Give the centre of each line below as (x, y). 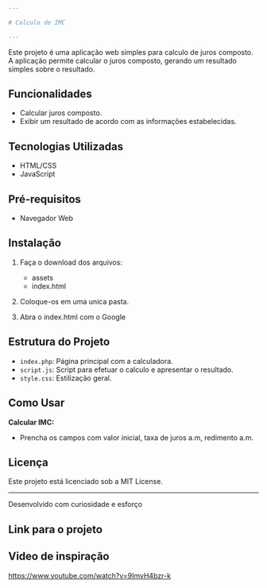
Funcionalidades (50, 94)
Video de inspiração (59, 557)
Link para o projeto (56, 529)
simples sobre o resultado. (52, 69)
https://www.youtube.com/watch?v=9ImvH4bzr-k (90, 575)
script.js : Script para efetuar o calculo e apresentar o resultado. (127, 369)
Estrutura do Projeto (59, 342)
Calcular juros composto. (61, 113)
